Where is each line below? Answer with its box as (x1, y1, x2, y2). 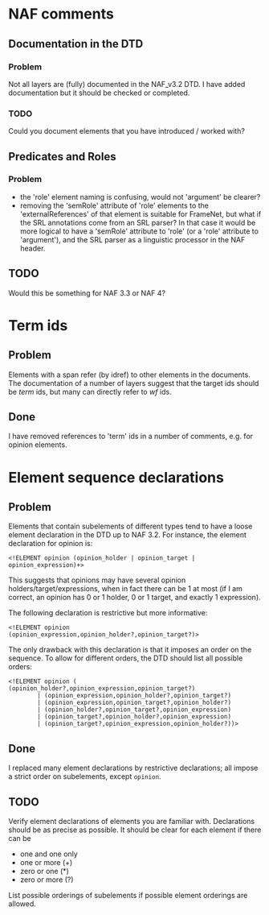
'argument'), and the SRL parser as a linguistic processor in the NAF (19, 234, 246, 244)
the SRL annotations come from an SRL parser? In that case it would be (19, 217, 256, 227)
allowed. (8, 899, 36, 909)
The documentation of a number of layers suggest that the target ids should (8, 378, 259, 387)
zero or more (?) (19, 875, 74, 884)
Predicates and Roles (8, 150, 116, 164)
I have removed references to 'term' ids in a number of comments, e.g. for (8, 432, 254, 441)
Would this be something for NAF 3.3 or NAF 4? (8, 288, 166, 298)
